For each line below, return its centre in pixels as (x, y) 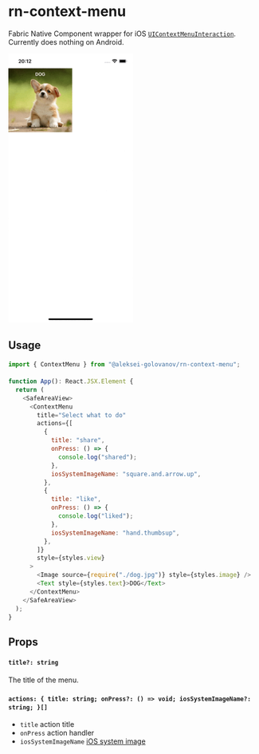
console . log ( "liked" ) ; (96, 516)
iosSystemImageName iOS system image (82, 741)
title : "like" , (76, 499)
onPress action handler (57, 733)
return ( (30, 389)
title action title (47, 724)
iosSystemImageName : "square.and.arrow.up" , (126, 474)
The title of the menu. (43, 680)
